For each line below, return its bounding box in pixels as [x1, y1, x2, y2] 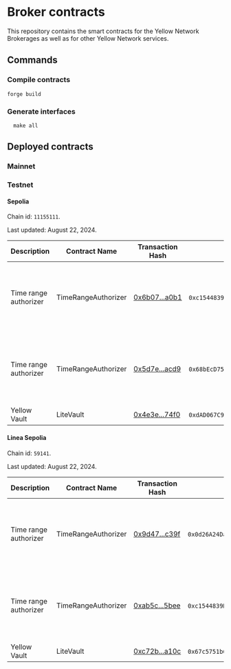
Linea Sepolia [7, 433, 47, 441]
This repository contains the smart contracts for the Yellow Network [7, 27, 199, 35]
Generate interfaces [7, 106, 76, 116]
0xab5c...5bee [133, 601, 181, 610]
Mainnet [7, 161, 36, 171]
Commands [7, 54, 58, 66]
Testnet [7, 180, 34, 190]
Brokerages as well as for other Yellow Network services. [7, 34, 169, 42]
